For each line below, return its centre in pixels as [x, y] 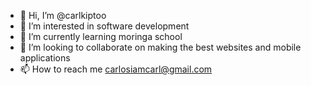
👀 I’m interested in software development [104, 26]
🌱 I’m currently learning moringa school [101, 36]
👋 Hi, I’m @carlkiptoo [63, 15]
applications [45, 58]
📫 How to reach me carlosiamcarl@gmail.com [116, 69]
